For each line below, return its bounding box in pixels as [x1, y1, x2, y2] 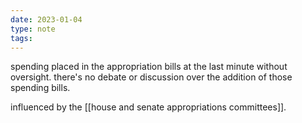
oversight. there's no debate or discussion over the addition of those [10, 71, 293, 83]
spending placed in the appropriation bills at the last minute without [10, 61, 288, 73]
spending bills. [10, 82, 71, 94]
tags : [10, 33, 33, 43]
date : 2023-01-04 [10, 14, 83, 25]
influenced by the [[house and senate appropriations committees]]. [10, 101, 287, 113]
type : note [10, 24, 56, 34]
